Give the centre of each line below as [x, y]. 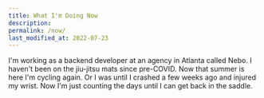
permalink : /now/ [37, 30]
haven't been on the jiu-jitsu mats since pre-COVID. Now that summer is [126, 69]
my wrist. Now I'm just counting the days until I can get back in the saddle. [130, 86]
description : [30, 23]
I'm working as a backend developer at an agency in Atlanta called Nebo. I [130, 61]
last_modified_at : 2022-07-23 [59, 38]
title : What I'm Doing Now [53, 16]
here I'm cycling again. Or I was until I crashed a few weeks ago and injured [132, 77]
